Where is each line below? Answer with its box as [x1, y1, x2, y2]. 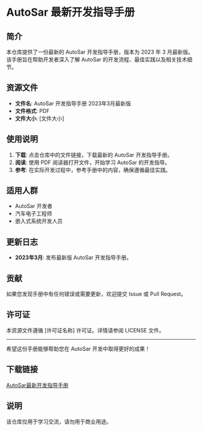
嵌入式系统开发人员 [14, 218, 63, 225]
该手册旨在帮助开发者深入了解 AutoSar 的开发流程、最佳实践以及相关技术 [6, 56, 188, 63]
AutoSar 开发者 [14, 203, 53, 210]
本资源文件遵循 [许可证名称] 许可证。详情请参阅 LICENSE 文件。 [6, 326, 165, 334]
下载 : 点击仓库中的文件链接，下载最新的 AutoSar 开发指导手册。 [14, 151, 173, 158]
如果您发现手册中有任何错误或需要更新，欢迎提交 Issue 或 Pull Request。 [6, 290, 186, 298]
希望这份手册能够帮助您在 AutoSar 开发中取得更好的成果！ [6, 345, 150, 352]
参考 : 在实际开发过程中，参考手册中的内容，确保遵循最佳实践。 [14, 166, 171, 173]
